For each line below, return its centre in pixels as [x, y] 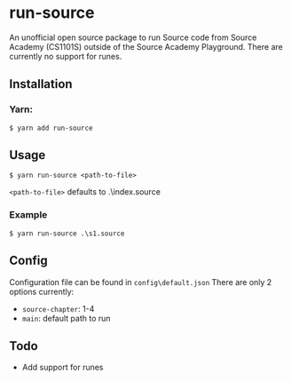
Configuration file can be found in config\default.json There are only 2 [141, 282]
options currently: [42, 291]
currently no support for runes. [66, 56]
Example [28, 215]
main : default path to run [66, 318]
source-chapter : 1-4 [58, 308]
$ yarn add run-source [51, 128]
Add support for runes [63, 368]
